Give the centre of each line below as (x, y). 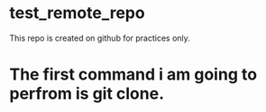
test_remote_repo (78, 13)
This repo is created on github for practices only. (100, 38)
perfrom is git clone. (87, 94)
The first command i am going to (133, 75)
